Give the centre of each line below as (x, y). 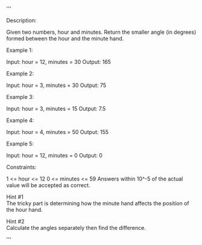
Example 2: (20, 74)
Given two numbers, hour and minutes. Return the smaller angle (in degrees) (101, 32)
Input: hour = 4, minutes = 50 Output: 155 (58, 132)
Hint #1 (15, 197)
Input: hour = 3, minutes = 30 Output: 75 (56, 85)
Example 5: (20, 144)
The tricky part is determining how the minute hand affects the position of (98, 203)
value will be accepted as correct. (48, 185)
